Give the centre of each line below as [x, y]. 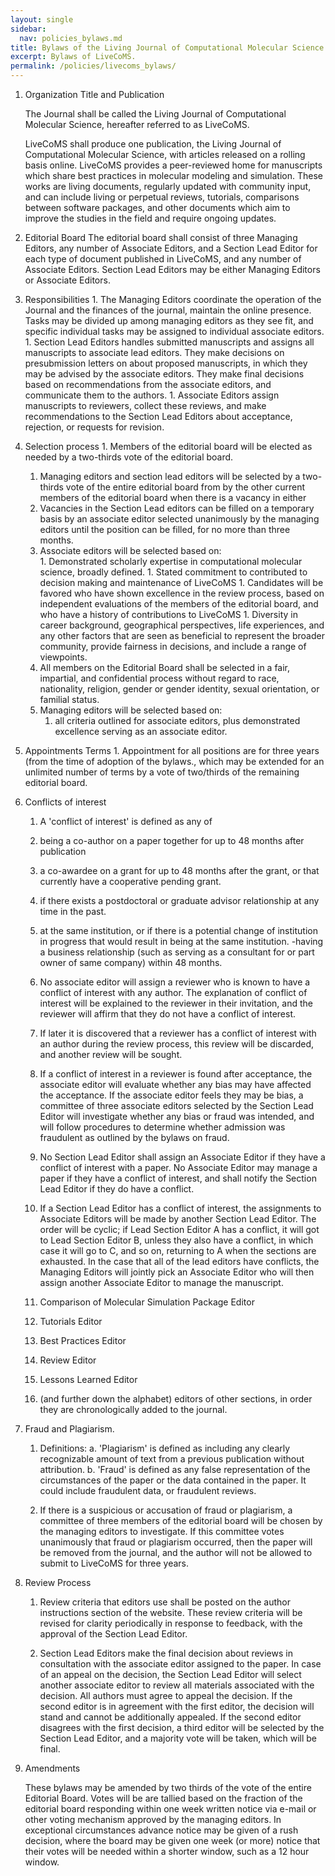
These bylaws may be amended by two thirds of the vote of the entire [168, 1787]
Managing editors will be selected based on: [131, 710]
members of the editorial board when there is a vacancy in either [173, 497]
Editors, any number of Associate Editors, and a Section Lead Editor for [171, 248]
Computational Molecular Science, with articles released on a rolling [165, 154]
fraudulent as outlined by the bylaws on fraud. [134, 1137]
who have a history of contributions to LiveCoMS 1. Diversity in [168, 614]
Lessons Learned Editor [88, 1379]
